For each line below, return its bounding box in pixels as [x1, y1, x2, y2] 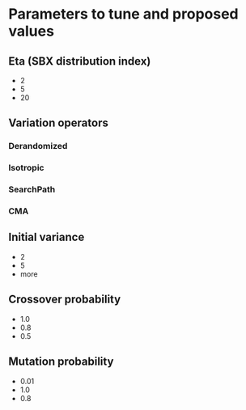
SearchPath [8, 184, 56, 195]
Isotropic [8, 163, 45, 174]
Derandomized [8, 141, 68, 152]
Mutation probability [8, 355, 114, 369]
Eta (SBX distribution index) [8, 54, 151, 68]
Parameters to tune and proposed [8, 5, 239, 23]
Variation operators [8, 116, 109, 130]
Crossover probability [8, 293, 121, 306]
